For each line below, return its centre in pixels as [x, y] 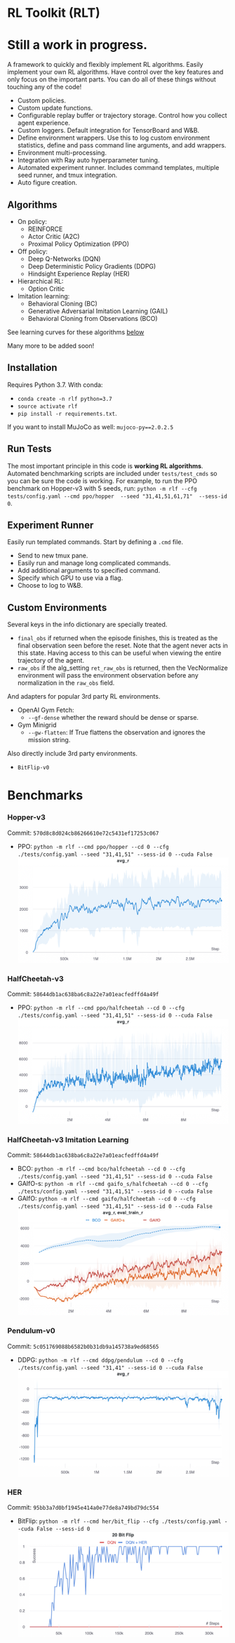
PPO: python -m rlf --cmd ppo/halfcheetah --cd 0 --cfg [101, 1008]
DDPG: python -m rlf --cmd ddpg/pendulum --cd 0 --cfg [100, 1359]
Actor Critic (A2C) [54, 236]
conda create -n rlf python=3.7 [65, 399]
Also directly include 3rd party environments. [73, 753]
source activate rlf [47, 406]
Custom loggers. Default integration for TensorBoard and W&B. [108, 131]
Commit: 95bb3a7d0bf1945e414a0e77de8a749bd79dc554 [83, 1507]
